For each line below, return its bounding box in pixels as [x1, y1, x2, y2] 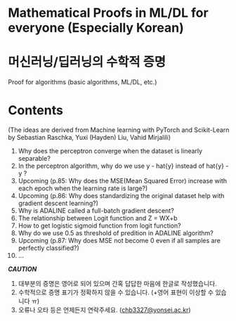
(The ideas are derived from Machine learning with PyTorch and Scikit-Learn [8, 126, 230, 134]
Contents [8, 103, 64, 119]
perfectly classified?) [18, 244, 79, 252]
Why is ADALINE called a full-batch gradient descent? [18, 207, 174, 215]
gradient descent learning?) [18, 199, 99, 208]
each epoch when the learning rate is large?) [18, 184, 148, 192]
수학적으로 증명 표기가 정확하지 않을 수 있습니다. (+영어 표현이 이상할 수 [18, 288, 214, 296]
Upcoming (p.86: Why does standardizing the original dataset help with [18, 192, 225, 200]
